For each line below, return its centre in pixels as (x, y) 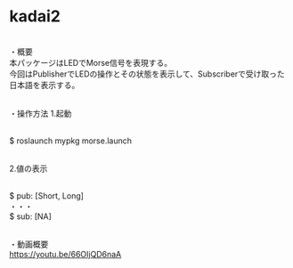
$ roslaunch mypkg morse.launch (70, 141)
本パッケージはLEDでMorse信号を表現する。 (91, 62)
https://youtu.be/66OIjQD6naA (65, 254)
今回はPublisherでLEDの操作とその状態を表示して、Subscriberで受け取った (147, 74)
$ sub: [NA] (30, 216)
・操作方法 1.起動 (41, 113)
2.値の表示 (28, 168)
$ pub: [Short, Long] (47, 195)
